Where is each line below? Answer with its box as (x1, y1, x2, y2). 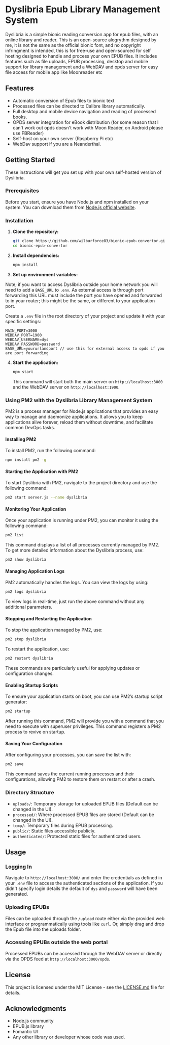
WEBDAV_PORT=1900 (5, 332, 42, 337)
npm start (12, 369, 34, 374)
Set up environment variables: (12, 271, 78, 277)
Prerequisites (5, 187, 39, 194)
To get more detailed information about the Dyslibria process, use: (5, 547, 144, 554)
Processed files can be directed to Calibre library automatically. (12, 103, 146, 109)
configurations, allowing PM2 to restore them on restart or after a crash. (5, 776, 156, 782)
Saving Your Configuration (5, 740, 62, 746)
